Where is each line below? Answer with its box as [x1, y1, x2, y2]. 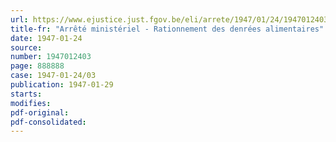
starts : [10, 89, 43, 99]
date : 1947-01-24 [10, 33, 83, 43]
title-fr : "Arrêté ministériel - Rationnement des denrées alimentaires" [10, 24, 325, 34]
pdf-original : [10, 107, 70, 118]
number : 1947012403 [10, 52, 92, 62]
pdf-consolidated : [10, 117, 87, 127]
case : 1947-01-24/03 [10, 71, 97, 81]
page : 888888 [10, 61, 65, 71]
